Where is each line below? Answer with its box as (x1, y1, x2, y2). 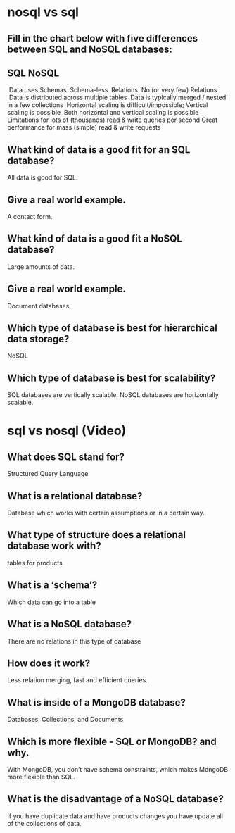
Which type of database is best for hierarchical (7, 322, 218, 334)
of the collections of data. (7, 819, 82, 827)
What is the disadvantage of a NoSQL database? (7, 793, 224, 805)
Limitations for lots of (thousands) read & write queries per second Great (7, 115, 218, 124)
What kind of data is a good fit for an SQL (7, 144, 191, 156)
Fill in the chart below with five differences (7, 32, 198, 44)
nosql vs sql (7, 4, 80, 20)
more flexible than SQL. (7, 772, 75, 781)
